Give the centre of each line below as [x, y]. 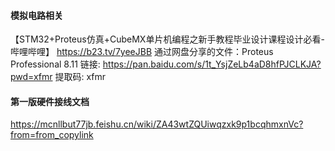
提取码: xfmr [80, 77]
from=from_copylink [52, 135]
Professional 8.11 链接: [55, 64]
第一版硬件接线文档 [50, 101]
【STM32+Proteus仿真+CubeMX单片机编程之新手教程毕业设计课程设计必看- [167, 39]
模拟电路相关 [36, 15]
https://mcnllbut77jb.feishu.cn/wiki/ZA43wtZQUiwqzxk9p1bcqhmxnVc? [157, 124]
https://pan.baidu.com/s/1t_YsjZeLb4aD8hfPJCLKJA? [212, 64]
